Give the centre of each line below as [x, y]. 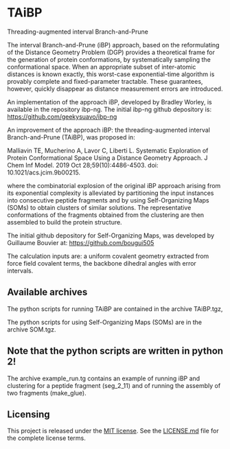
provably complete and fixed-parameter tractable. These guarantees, [105, 81]
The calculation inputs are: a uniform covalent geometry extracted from [108, 256]
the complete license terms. [46, 438]
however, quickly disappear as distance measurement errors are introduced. [115, 89]
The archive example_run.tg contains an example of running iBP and [104, 378]
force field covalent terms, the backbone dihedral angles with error [102, 263]
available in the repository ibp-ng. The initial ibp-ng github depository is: [109, 109]
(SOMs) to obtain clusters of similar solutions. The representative [99, 207]
